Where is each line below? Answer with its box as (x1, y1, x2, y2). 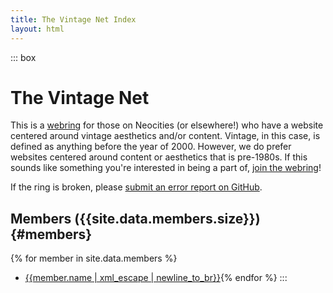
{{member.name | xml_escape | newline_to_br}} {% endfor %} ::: (24, 272, 288, 284)
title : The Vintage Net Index (10, 14, 137, 25)
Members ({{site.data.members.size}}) (10, 210, 261, 227)
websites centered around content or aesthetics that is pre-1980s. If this (10, 151, 308, 163)
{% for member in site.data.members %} (10, 252, 178, 265)
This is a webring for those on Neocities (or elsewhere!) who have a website (10, 119, 324, 131)
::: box (10, 51, 37, 63)
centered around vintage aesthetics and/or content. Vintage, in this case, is (10, 130, 321, 142)
